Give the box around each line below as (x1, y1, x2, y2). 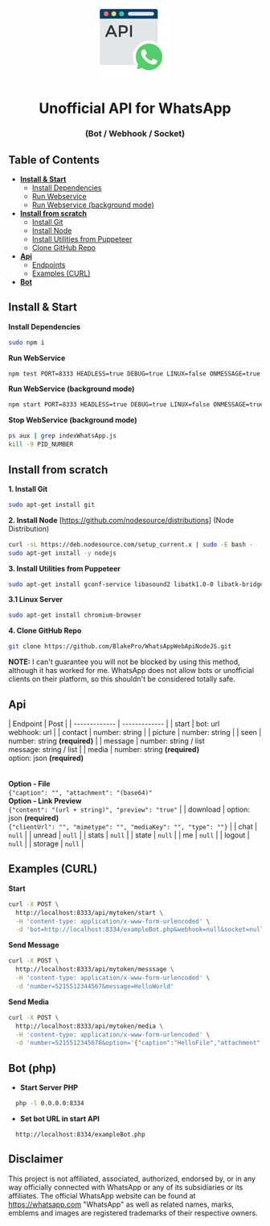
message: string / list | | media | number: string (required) (8, 744, 199, 754)
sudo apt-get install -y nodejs (8, 549, 117, 557)
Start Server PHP (19, 1083, 79, 1092)
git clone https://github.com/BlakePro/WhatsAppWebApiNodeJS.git (8, 642, 231, 650)
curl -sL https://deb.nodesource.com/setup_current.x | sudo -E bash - (8, 540, 253, 548)
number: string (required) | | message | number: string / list (8, 736, 205, 746)
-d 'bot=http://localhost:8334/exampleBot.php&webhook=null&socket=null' (15, 925, 268, 934)
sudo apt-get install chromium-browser (8, 611, 142, 620)
